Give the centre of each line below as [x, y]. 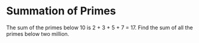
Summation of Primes [61, 11]
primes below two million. [38, 33]
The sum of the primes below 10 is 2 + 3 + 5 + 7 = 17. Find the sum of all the [99, 27]
